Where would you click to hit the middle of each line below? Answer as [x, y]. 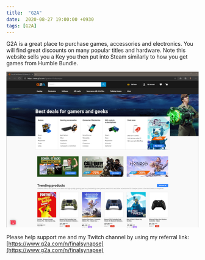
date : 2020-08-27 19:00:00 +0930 [50, 19]
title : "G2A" [24, 13]
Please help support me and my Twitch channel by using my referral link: [98, 237]
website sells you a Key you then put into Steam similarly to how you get [97, 57]
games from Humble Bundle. [42, 63]
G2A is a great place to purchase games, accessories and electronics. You [100, 44]
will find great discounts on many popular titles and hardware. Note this [96, 50]
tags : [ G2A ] [21, 26]
